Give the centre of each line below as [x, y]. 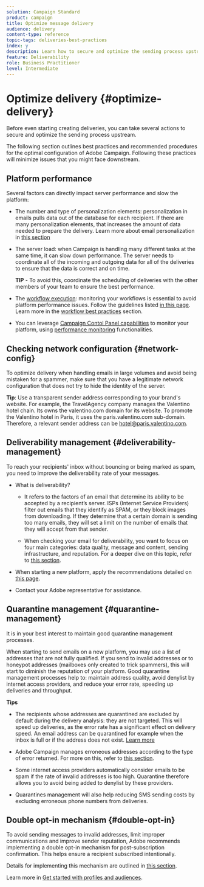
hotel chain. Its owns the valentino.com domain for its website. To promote [100, 410]
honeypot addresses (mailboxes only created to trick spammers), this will [98, 664]
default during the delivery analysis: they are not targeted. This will [99, 720]
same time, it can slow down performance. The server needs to [94, 255]
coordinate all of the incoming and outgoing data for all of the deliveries [104, 262]
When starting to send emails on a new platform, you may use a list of [93, 652]
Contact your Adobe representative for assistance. [78, 590]
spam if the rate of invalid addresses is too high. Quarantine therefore [102, 776]
